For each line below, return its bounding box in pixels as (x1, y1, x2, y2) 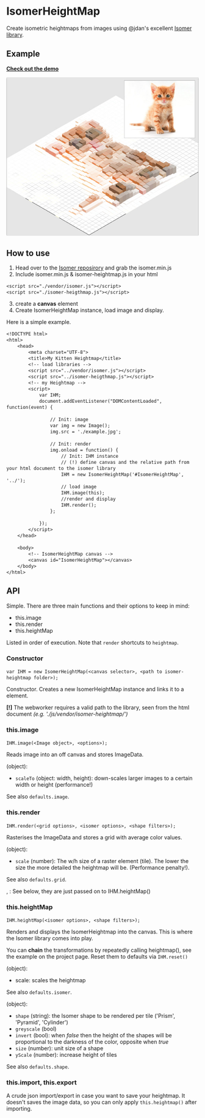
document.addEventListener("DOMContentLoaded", (38, 399, 163, 405)
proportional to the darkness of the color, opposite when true (15, 1038, 169, 1046)
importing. (6, 1105, 32, 1112)
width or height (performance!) (15, 781, 93, 789)
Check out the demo (6, 65, 59, 72)
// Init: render (49, 441, 92, 447)
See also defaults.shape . (6, 1063, 70, 1070)
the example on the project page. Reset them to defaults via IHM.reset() (6, 953, 188, 960)
